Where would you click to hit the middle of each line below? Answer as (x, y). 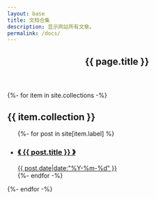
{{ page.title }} (117, 61)
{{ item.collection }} (52, 117)
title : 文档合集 (29, 20)
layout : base (26, 14)
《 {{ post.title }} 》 (46, 152)
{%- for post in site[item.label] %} (66, 134)
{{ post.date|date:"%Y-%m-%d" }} (67, 168)
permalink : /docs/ (34, 33)
